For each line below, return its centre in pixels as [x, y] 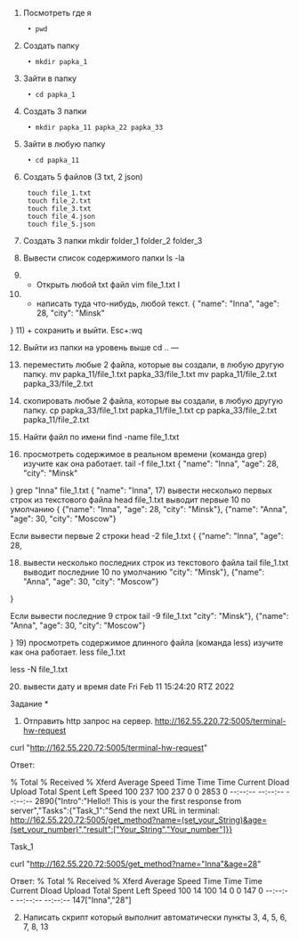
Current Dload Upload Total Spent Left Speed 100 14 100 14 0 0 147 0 [137, 890]
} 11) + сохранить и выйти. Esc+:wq [77, 330]
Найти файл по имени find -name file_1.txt [101, 437]
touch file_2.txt [59, 201]
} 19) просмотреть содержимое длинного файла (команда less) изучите [147, 643]
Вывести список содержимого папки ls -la [104, 258]
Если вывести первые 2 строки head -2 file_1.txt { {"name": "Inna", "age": [147, 536]
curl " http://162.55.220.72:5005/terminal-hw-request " [109, 748]
